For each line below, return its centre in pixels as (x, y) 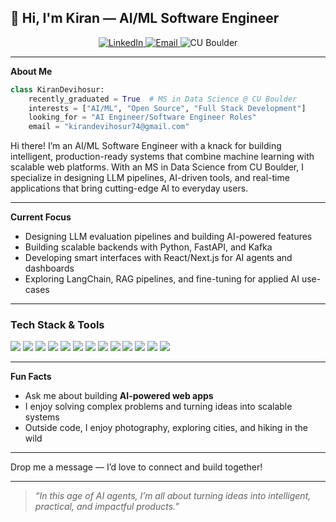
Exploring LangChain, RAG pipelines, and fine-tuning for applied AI (162, 279)
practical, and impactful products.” (107, 507)
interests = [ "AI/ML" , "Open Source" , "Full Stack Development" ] (167, 108)
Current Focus (41, 217)
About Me (31, 71)
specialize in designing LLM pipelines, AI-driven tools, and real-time (150, 178)
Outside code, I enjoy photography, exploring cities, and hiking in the (166, 428)
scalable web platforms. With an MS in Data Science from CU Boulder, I (157, 167)
